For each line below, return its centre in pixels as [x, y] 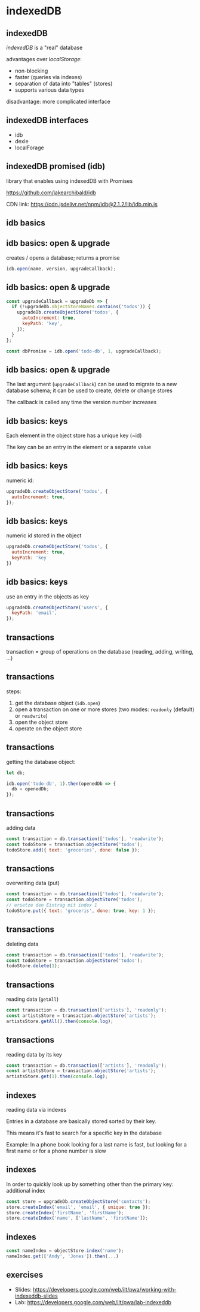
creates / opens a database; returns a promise [63, 258]
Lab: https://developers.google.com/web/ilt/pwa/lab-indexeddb [93, 1302]
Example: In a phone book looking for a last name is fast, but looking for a [96, 1145]
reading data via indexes [36, 1110]
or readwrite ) [31, 715]
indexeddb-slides [36, 1296]
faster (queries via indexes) [48, 77]
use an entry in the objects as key [48, 596]
